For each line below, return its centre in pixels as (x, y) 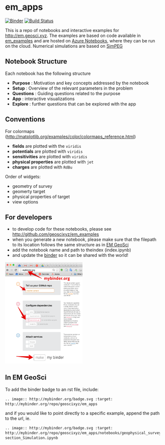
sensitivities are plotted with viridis (50, 156)
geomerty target (29, 191)
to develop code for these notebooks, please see (62, 229)
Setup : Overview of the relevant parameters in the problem (73, 88)
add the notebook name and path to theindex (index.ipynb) (72, 250)
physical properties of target (41, 197)
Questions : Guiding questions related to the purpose (66, 93)
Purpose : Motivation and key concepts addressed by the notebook (81, 83)
